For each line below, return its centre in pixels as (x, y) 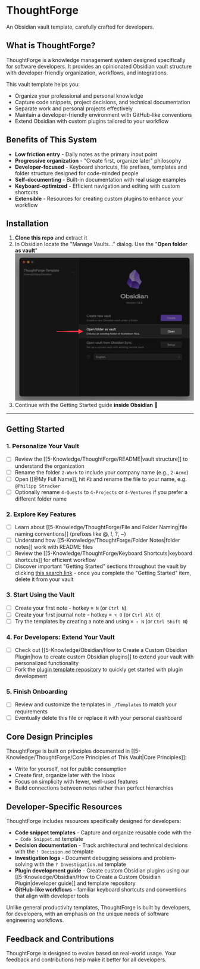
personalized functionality (47, 663)
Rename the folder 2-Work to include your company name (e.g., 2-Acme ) (101, 472)
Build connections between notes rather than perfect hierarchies (94, 788)
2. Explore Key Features (41, 514)
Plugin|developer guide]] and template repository (75, 883)
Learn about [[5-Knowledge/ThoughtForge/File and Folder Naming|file (101, 527)
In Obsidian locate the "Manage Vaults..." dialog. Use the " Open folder (101, 244)
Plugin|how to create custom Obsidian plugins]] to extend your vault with (104, 657)
